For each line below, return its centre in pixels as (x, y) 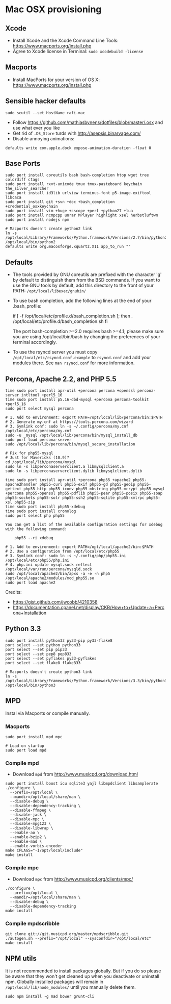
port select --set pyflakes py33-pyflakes (51, 658)
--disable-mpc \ (27, 819)
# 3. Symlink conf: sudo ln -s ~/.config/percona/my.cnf (67, 426)
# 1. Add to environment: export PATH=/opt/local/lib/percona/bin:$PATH (84, 418)
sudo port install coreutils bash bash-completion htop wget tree (77, 175)
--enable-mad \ (26, 842)
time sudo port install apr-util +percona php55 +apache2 (68, 480)
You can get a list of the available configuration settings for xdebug (84, 525)
